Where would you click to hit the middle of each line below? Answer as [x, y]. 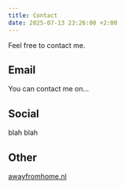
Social [24, 114]
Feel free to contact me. [47, 45]
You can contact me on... [49, 89]
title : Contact [33, 15]
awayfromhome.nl [37, 176]
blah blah [23, 133]
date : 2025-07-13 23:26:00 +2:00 [63, 23]
